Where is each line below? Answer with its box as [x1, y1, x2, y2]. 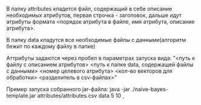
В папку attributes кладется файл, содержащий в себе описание [6, 5, 173, 12]
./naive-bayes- [131, 86, 168, 93]
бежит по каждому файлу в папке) [6, 42, 96, 50]
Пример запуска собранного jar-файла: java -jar [6, 86, 130, 93]
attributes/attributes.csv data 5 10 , [37, 92, 125, 99]
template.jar [6, 92, 36, 99]
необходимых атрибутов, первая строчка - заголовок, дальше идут [6, 12, 182, 19]
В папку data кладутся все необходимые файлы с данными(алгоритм [6, 36, 186, 43]
